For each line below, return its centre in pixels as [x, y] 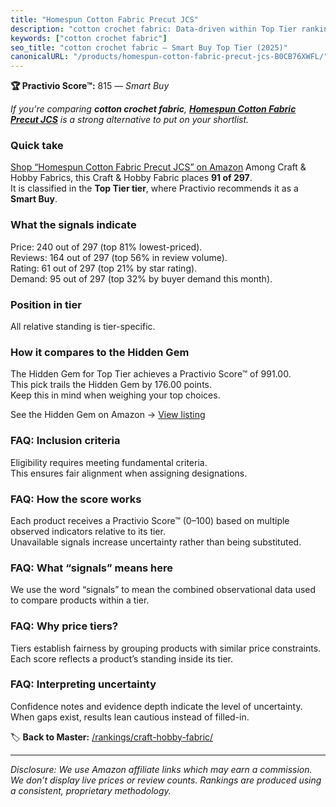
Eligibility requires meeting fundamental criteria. [109, 462]
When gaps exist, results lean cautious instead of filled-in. [130, 717]
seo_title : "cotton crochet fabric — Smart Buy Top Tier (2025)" [149, 47]
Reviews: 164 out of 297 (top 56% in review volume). [119, 257]
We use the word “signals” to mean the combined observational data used [163, 590]
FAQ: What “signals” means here [92, 568]
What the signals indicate [73, 225]
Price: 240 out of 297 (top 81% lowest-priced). [106, 247]
